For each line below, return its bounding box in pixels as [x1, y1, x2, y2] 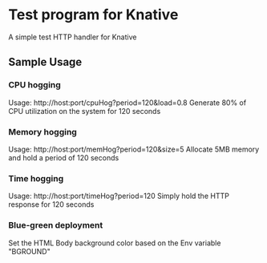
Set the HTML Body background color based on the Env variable [8, 238, 221, 248]
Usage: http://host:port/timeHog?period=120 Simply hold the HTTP [8, 191, 230, 201]
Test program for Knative [8, 6, 179, 24]
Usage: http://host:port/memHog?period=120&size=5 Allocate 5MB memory [8, 144, 260, 154]
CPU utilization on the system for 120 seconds [8, 106, 161, 115]
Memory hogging [8, 126, 78, 137]
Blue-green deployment [8, 220, 103, 231]
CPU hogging [8, 79, 62, 91]
